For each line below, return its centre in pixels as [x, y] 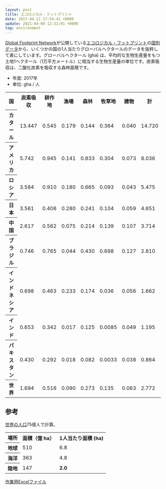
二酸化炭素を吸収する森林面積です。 [55, 68]
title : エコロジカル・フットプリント [39, 14]
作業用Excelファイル [26, 482]
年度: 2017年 [25, 78]
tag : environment [23, 28]
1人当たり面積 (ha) [81, 438]
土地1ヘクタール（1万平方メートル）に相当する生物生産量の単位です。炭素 [80, 61]
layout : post [19, 10]
